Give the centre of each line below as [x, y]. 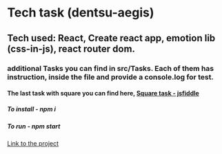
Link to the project [33, 144]
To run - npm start [34, 126]
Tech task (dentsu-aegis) [81, 13]
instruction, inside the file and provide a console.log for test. [110, 77]
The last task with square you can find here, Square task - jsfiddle [103, 93]
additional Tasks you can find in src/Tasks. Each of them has [111, 68]
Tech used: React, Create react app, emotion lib [111, 38]
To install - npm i [32, 109]
